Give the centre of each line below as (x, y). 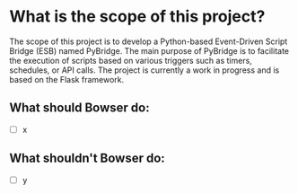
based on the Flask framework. (67, 79)
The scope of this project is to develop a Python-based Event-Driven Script (149, 41)
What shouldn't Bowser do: (88, 159)
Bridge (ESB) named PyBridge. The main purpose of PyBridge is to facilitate (149, 50)
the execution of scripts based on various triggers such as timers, (131, 60)
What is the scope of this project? (137, 17)
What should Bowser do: (79, 108)
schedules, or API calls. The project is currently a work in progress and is (145, 70)
